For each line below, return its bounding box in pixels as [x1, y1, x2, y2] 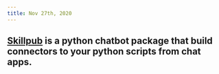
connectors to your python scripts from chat [7, 45, 201, 58]
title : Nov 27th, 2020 [7, 10, 72, 17]
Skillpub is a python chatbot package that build [7, 35, 213, 47]
